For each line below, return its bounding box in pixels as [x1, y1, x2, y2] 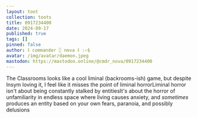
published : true [6, 31, 46, 37]
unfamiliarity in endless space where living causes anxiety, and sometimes [6, 93, 189, 101]
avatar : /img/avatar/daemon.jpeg [6, 53, 89, 59]
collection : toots [6, 14, 52, 20]
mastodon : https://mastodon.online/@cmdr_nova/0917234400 [6, 58, 152, 64]
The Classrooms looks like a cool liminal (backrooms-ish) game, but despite [6, 75, 192, 82]
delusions [6, 106, 30, 113]
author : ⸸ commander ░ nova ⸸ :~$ [6, 47, 90, 53]
